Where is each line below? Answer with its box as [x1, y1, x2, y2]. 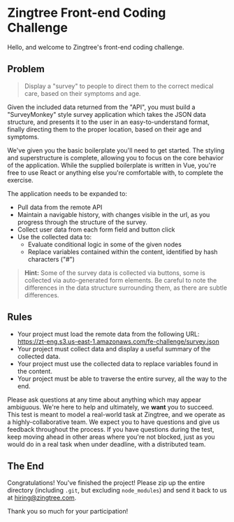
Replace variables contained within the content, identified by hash [27, 247, 218, 256]
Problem [7, 63, 45, 75]
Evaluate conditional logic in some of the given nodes [27, 240, 182, 248]
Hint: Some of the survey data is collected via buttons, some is [24, 268, 206, 277]
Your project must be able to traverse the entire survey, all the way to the [17, 374, 227, 383]
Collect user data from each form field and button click [17, 225, 176, 234]
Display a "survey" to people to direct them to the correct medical [24, 82, 214, 90]
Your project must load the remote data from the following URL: [17, 330, 200, 338]
